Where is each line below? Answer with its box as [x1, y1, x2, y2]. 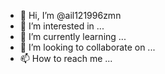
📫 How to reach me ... [19, 53, 113, 64]
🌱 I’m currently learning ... [19, 31, 127, 42]
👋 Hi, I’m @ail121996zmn [19, 10, 122, 21]
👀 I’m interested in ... [19, 20, 105, 32]
